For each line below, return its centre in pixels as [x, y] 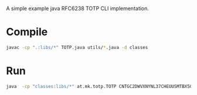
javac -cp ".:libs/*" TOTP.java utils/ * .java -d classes [77, 47]
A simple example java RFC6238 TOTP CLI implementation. [78, 8]
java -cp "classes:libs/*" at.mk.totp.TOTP [61, 86]
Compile [27, 32]
